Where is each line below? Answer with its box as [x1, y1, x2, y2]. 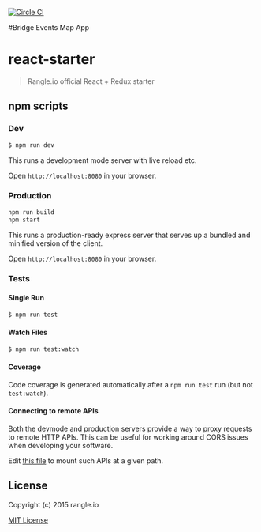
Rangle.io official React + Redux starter [27, 76, 155, 86]
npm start [8, 216, 41, 224]
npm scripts [8, 100, 69, 113]
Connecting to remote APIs [8, 406, 99, 416]
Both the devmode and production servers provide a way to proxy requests [8, 424, 252, 434]
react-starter [8, 51, 95, 69]
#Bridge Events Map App [8, 23, 90, 32]
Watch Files [8, 328, 48, 338]
